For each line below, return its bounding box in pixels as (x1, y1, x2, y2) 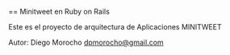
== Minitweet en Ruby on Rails (8, 7, 111, 16)
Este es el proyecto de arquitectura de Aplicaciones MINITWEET (8, 22, 222, 31)
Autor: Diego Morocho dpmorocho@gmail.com (8, 37, 164, 47)
